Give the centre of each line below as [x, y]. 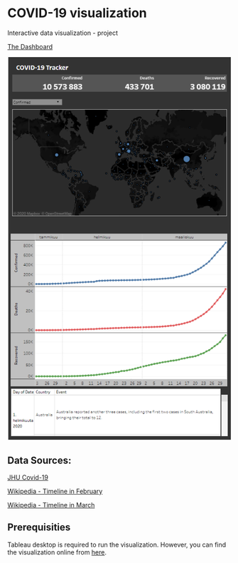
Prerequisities [39, 528]
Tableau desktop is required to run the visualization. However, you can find [117, 544]
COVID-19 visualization [77, 13]
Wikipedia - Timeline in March [51, 505]
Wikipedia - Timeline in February [55, 491]
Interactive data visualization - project [63, 33]
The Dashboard [30, 46]
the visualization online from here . [57, 552]
